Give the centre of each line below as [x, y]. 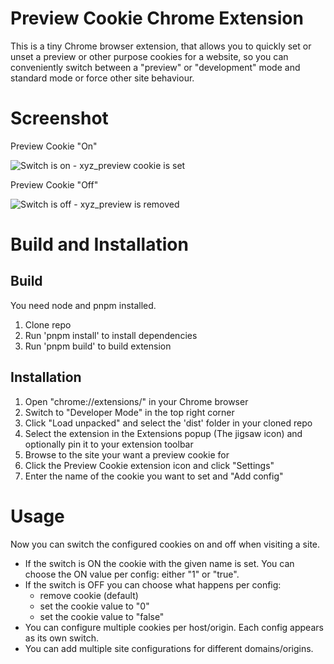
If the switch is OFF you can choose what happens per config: [153, 584]
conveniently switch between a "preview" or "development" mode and [155, 67]
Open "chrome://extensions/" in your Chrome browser [136, 401]
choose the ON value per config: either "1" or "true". [132, 574]
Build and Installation [99, 244]
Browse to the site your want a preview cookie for [127, 454]
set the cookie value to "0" [94, 606]
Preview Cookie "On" [54, 146]
